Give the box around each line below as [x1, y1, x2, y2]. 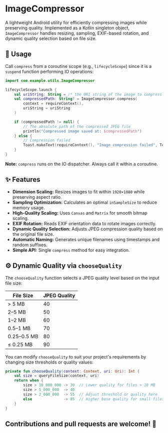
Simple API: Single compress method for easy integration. [12, 247, 130, 253]
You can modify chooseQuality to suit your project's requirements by [5, 354, 146, 360]
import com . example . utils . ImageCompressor [5, 78, 95, 83]
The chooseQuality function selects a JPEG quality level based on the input [5, 275, 159, 281]
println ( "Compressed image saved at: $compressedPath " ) [23, 128, 142, 134]
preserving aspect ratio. [12, 194, 62, 200]
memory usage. [12, 204, 45, 210]
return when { [14, 378, 43, 383]
